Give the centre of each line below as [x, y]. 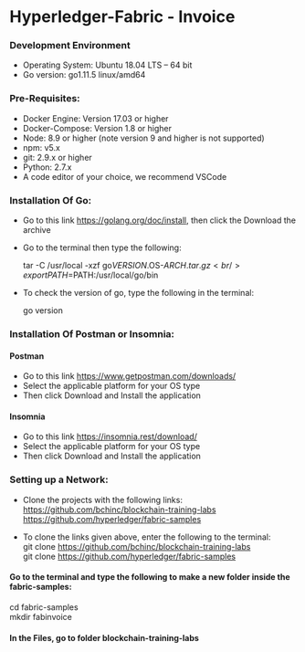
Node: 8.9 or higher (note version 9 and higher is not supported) [143, 138]
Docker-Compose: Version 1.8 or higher [97, 128]
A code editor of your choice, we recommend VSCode [125, 176]
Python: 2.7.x [47, 167]
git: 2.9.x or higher [58, 157]
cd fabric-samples [44, 607]
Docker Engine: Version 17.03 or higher [95, 118]
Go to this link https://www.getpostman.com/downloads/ [129, 376]
